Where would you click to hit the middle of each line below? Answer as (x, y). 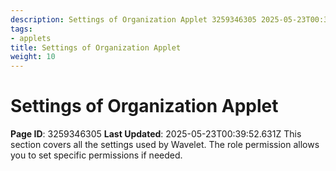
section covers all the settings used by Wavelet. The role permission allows (165, 145)
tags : (21, 29)
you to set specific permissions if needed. (96, 155)
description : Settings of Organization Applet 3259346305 (133, 19)
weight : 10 (33, 57)
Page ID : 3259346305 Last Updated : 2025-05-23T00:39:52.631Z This (156, 134)
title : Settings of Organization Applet (96, 47)
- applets (31, 38)
